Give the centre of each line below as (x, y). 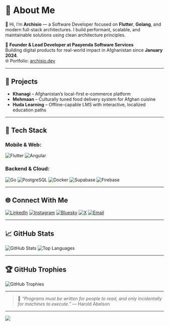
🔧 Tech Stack (26, 131)
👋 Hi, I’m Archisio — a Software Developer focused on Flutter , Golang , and (83, 24)
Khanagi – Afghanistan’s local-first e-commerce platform (71, 94)
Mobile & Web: (23, 145)
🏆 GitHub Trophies (36, 269)
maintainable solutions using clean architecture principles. (65, 35)
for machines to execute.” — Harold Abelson (64, 304)
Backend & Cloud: (27, 169)
